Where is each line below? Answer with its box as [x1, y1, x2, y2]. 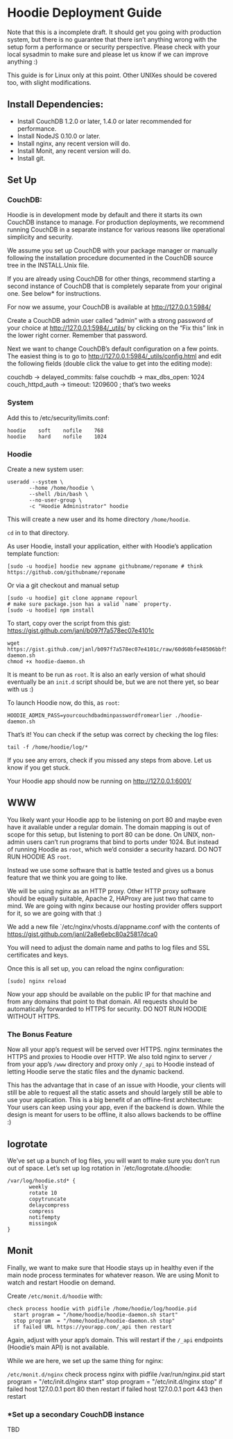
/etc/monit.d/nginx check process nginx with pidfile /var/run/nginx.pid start [7, 1369, 225, 1378]
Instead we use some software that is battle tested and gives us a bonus [7, 866, 214, 874]
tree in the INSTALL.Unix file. [7, 261, 89, 269]
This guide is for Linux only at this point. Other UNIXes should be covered [7, 71, 217, 79]
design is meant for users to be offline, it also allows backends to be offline [7, 1111, 222, 1119]
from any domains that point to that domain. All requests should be [7, 997, 198, 1005]
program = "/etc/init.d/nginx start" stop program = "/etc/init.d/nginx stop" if [7, 1377, 223, 1385]
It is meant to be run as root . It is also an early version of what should [7, 670, 206, 679]
